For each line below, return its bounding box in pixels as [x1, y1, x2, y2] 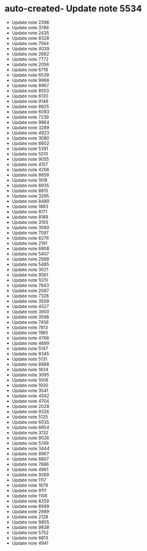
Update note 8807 [11, 456, 49, 462]
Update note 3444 [11, 445, 50, 451]
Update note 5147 [11, 345, 48, 351]
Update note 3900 [11, 308, 49, 314]
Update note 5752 [11, 529, 49, 535]
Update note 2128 [11, 513, 49, 520]
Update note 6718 [11, 66, 48, 72]
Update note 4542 [11, 393, 49, 399]
